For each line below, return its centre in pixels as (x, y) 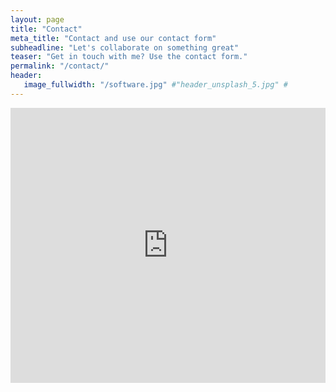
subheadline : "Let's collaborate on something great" (125, 47)
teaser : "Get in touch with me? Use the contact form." (129, 57)
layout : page (37, 19)
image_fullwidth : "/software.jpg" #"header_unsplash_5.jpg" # (155, 85)
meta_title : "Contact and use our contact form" (113, 38)
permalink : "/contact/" (60, 66)
